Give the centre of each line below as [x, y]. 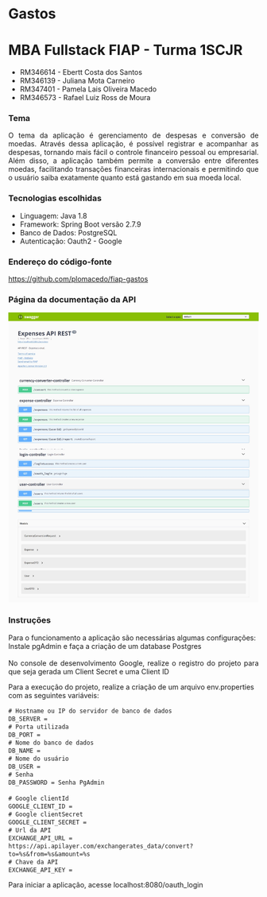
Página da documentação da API [72, 299]
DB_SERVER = [28, 719]
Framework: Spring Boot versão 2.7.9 [80, 224]
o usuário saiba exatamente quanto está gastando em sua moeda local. [125, 178]
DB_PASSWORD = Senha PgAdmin [56, 782]
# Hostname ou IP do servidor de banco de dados [90, 711]
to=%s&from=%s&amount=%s [49, 854]
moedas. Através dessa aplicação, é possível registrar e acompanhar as [133, 144]
